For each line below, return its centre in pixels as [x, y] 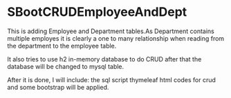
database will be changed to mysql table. [66, 66]
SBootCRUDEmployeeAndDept [97, 12]
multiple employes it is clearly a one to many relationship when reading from [116, 38]
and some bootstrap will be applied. [58, 87]
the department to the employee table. [62, 46]
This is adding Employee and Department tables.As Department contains [111, 31]
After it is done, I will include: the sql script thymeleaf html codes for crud [112, 79]
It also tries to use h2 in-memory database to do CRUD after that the [104, 59]
